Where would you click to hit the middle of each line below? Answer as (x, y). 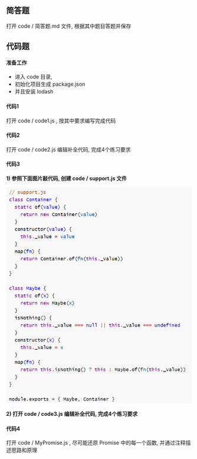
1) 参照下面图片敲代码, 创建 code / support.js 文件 (67, 179)
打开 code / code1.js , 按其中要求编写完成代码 (61, 121)
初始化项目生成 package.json (50, 84)
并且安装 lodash (34, 92)
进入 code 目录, (33, 77)
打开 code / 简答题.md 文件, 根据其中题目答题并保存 (69, 26)
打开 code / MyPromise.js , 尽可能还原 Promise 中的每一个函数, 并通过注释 (96, 443)
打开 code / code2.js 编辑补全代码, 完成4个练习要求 (68, 149)
